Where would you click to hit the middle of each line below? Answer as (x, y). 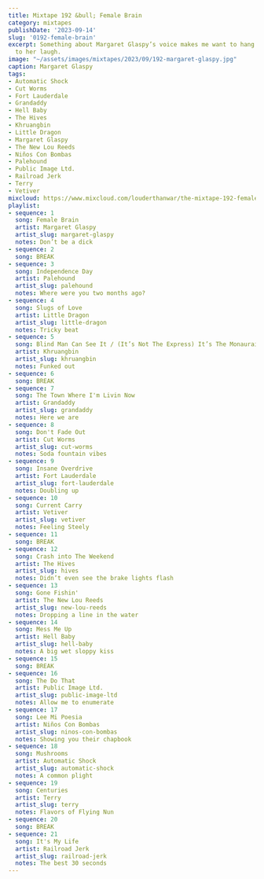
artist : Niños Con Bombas (58, 724)
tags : (17, 74)
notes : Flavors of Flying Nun (64, 812)
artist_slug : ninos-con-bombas (66, 732)
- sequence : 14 (33, 622)
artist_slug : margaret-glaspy (64, 235)
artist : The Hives (46, 564)
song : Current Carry (49, 505)
